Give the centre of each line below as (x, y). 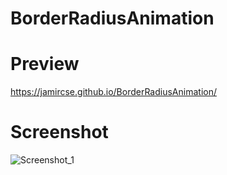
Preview (45, 64)
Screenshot (59, 132)
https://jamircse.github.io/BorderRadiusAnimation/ (113, 92)
